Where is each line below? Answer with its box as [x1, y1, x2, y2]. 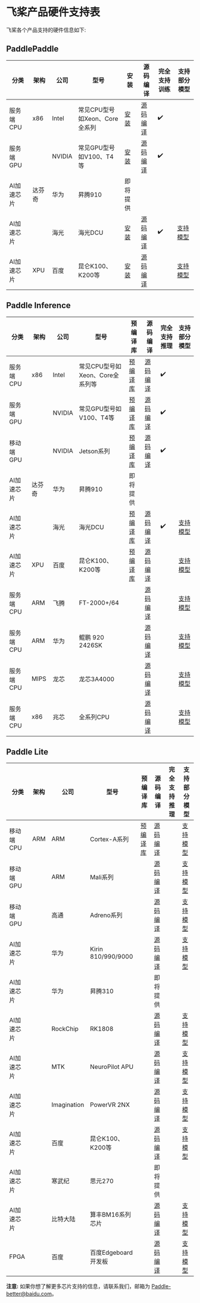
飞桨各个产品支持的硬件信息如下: [6, 26, 86, 33]
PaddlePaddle [6, 44, 59, 54]
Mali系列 [90, 873, 114, 882]
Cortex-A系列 [90, 835, 129, 844]
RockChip [51, 1025, 79, 1033]
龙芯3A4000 [79, 674, 115, 683]
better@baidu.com [6, 1290, 52, 1298]
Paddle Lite [6, 747, 49, 757]
